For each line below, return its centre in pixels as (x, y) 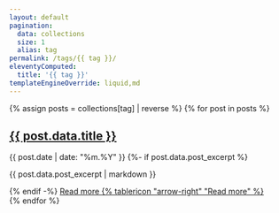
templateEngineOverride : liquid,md (75, 83)
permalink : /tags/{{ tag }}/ (63, 58)
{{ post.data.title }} (63, 137)
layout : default (39, 17)
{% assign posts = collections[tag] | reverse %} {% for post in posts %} (139, 108)
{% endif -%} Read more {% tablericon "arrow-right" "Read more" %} (136, 192)
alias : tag (37, 50)
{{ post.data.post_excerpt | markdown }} (83, 174)
